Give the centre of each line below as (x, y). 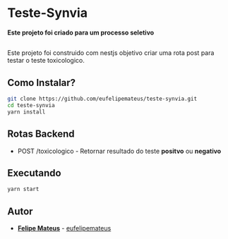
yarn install (26, 112)
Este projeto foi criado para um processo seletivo (81, 32)
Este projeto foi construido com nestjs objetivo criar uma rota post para (111, 53)
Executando (34, 173)
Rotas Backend (41, 134)
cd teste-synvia (31, 106)
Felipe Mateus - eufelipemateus (64, 228)
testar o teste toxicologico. (46, 61)
